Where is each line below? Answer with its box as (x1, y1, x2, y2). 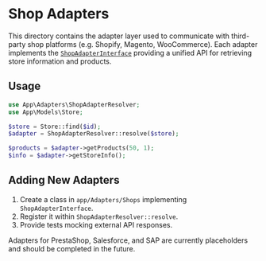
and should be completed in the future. (8, 243, 136, 253)
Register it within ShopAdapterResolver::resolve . (19, 212, 179, 221)
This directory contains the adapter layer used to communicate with (8, 31, 230, 41)
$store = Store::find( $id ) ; (8, 123, 102, 130)
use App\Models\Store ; (8, 108, 83, 116)
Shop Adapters (8, 5, 110, 23)
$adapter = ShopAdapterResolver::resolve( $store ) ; (8, 130, 179, 138)
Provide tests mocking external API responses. (19, 220, 173, 229)
